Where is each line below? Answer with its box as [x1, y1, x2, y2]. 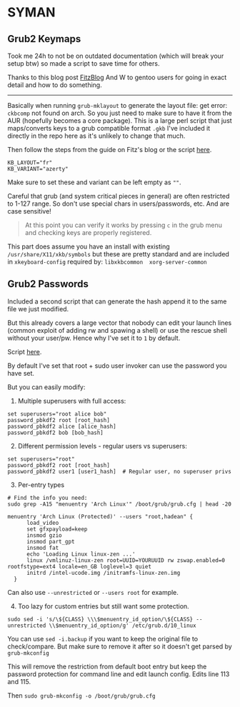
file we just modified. [7, 304, 69, 313]
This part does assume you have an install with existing [7, 242, 170, 251]
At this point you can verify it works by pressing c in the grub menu [24, 221, 223, 229]
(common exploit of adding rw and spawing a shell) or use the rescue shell [7, 326, 227, 334]
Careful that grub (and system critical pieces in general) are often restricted [7, 192, 230, 200]
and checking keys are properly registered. [24, 229, 152, 236]
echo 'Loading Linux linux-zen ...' [26, 551, 136, 558]
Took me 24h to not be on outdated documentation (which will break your [7, 51, 224, 60]
